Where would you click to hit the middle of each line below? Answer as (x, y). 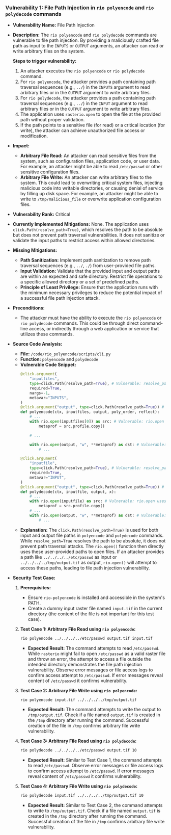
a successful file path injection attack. (60, 298)
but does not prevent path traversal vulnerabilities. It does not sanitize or (89, 235)
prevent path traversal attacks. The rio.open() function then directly (92, 546)
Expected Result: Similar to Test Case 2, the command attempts (95, 805)
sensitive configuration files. (50, 172)
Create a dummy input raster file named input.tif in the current (95, 608)
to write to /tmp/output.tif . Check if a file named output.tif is (94, 811)
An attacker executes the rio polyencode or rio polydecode (82, 71)
